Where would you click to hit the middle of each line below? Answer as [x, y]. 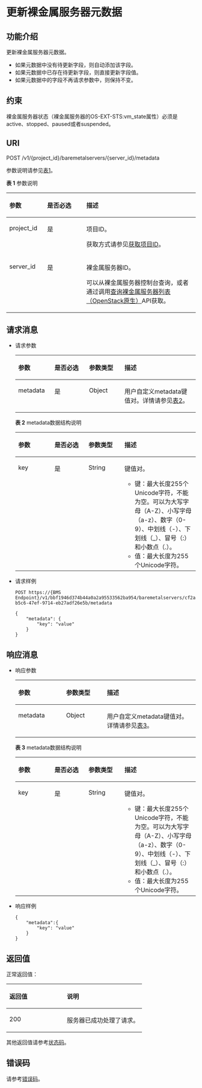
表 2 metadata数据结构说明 [48, 423]
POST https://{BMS [38, 593]
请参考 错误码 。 [25, 1078]
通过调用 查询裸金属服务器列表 [129, 292]
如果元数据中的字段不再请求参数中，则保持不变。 [75, 80]
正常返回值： [22, 974]
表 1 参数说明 [22, 183]
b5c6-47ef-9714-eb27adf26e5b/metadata [63, 603]
